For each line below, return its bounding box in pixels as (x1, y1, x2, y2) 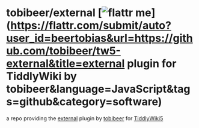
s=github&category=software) (6, 95, 162, 109)
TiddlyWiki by (6, 69, 77, 83)
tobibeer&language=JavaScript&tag (6, 83, 191, 96)
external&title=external (6, 57, 125, 71)
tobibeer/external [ (6, 6, 102, 20)
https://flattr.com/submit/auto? (10, 19, 171, 32)
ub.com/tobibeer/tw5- (6, 44, 121, 58)
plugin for (127, 57, 177, 71)
